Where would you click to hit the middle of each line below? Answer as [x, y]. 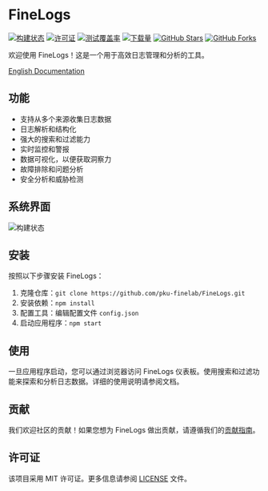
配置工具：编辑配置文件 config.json [79, 313]
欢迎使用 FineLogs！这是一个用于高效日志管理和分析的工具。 [109, 54]
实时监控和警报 [44, 149]
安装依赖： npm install [57, 303]
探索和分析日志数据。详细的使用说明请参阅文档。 [103, 381]
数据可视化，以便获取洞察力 [66, 159]
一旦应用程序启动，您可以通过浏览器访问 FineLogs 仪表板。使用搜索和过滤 [131, 372]
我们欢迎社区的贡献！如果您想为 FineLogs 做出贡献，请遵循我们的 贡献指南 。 [134, 430]
